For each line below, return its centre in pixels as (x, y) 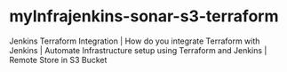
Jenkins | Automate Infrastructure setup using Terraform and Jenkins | (138, 50)
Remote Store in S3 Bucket (58, 60)
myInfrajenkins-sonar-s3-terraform (144, 16)
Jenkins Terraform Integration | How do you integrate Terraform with (135, 41)
